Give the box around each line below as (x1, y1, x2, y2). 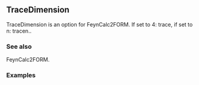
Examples (6, 71, 36, 80)
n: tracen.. (6, 27, 32, 34)
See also (6, 42, 32, 51)
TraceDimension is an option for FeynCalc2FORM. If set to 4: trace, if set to (6, 20, 193, 28)
